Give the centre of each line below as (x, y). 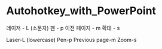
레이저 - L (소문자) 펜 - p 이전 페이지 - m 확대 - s (63, 28)
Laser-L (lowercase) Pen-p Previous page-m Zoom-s (71, 40)
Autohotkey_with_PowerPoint (81, 11)
